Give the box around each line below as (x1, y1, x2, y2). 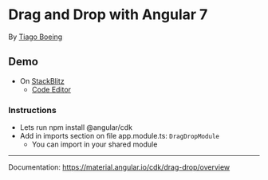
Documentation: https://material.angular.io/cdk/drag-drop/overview (8, 162, 231, 172)
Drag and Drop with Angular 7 (8, 6, 208, 24)
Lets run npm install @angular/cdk (19, 123, 133, 132)
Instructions (8, 104, 57, 115)
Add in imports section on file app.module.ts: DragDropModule (19, 131, 219, 141)
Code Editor (31, 84, 72, 94)
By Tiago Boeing (8, 32, 63, 41)
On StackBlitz (19, 76, 65, 85)
